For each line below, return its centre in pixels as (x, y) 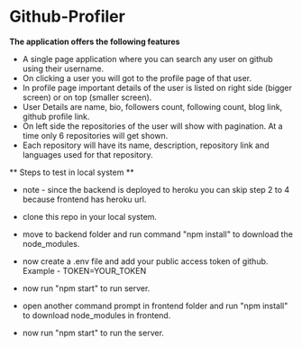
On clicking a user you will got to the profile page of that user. (137, 78)
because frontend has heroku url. (84, 199)
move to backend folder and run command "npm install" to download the (157, 234)
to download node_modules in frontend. (96, 315)
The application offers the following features (95, 41)
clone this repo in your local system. (90, 216)
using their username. (63, 68)
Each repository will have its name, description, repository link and (146, 145)
